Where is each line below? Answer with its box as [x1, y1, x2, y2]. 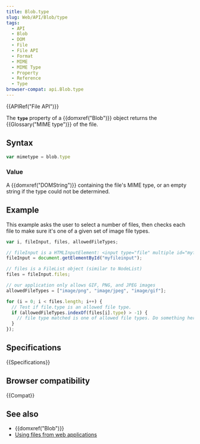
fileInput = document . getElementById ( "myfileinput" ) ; [6, 255, 143, 261]
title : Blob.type [6, 8, 49, 15]
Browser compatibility [6, 376, 90, 386]
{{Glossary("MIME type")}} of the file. [6, 121, 98, 128]
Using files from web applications [14, 431, 97, 439]
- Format [11, 53, 33, 59]
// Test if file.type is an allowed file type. [11, 304, 132, 310]
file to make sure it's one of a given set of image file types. [6, 227, 150, 235]
